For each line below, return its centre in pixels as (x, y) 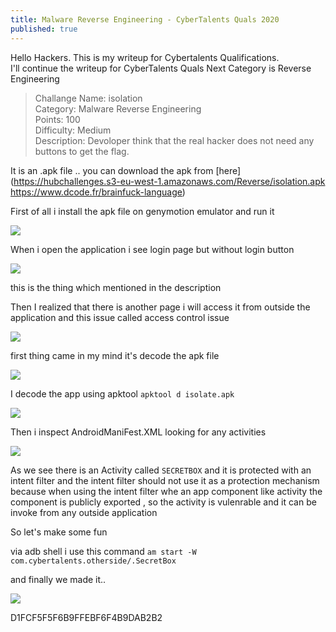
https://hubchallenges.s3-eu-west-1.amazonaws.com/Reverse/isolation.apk (169, 181)
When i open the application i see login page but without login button (152, 249)
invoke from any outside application (84, 512)
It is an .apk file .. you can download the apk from (112, 170)
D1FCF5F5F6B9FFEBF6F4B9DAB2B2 (86, 617)
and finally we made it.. (58, 579)
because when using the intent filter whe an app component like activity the (166, 491)
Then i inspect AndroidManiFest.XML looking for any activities (138, 432)
